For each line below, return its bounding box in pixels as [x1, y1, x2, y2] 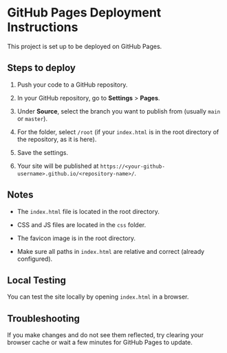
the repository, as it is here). [17, 135, 97, 143]
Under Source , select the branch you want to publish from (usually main [17, 107, 221, 115]
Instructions [7, 19, 78, 35]
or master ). [17, 114, 48, 122]
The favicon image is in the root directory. [17, 234, 136, 242]
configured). [17, 255, 53, 263]
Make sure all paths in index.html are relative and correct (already [17, 247, 205, 255]
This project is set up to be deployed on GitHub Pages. [7, 42, 162, 50]
